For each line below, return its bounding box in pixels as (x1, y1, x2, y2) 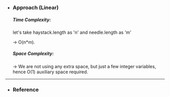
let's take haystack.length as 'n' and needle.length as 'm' (12, 29, 132, 35)
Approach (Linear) (12, 4, 59, 11)
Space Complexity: (12, 51, 54, 57)
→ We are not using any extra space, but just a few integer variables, (12, 63, 156, 69)
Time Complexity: (12, 17, 52, 23)
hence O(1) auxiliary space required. (12, 69, 89, 75)
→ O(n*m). (12, 39, 35, 45)
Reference (12, 86, 39, 93)
